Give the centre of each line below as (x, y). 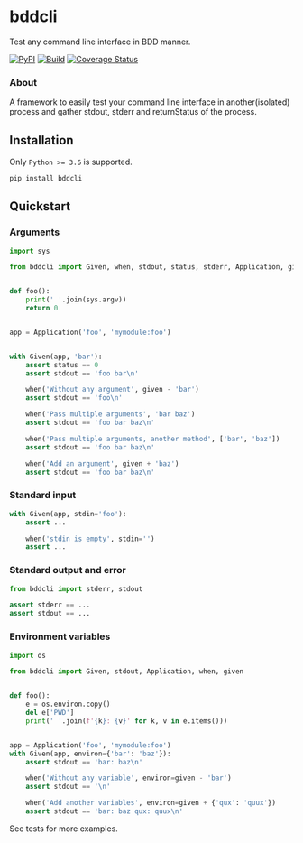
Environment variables (60, 636)
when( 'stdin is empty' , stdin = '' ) (90, 539)
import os (28, 655)
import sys (30, 251)
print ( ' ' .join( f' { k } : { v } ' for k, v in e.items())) (127, 721)
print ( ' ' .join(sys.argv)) (76, 300)
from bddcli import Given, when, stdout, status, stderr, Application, (147, 267)
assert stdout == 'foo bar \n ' (83, 373)
